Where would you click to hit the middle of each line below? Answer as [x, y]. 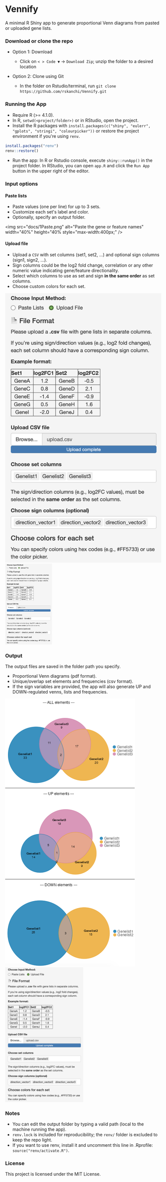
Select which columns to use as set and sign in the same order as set [83, 276]
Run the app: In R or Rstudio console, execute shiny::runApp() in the [82, 160]
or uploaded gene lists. [28, 28]
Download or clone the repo [39, 41]
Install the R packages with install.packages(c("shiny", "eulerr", [82, 126]
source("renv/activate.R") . [41, 1151]
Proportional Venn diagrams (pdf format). [55, 676]
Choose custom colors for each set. [49, 286]
